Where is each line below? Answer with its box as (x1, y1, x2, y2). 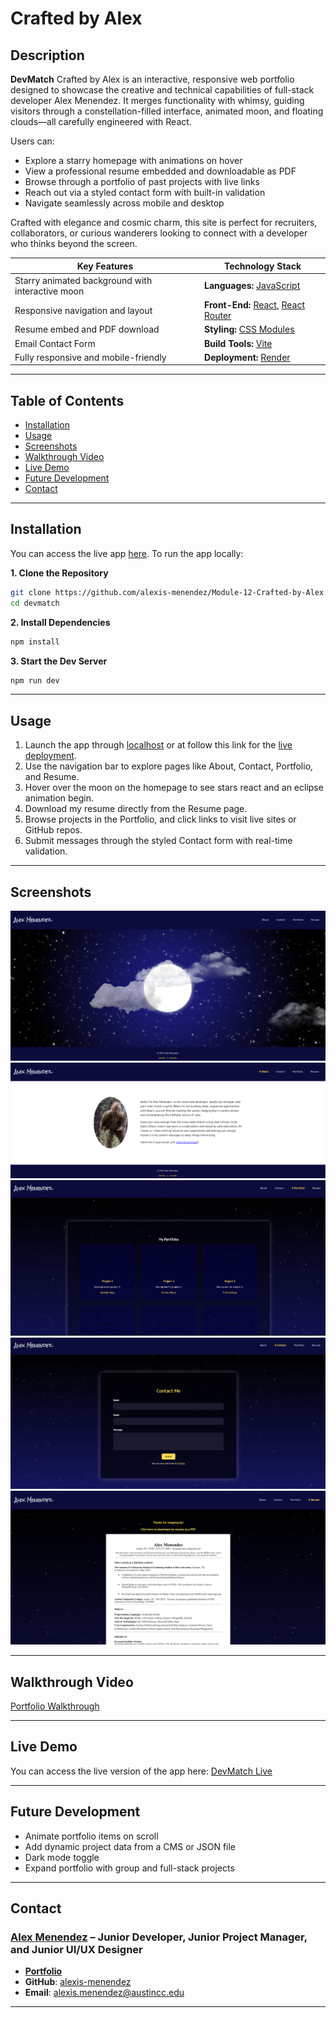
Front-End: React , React (204, 299, 305, 311)
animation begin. (24, 792, 95, 804)
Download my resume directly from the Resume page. (24, 803, 248, 815)
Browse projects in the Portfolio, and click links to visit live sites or (24, 813, 297, 826)
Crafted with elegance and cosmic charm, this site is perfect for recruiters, (10, 217, 318, 228)
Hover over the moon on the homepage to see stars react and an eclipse (24, 782, 324, 794)
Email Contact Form (14, 337, 96, 349)
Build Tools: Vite (204, 337, 273, 349)
